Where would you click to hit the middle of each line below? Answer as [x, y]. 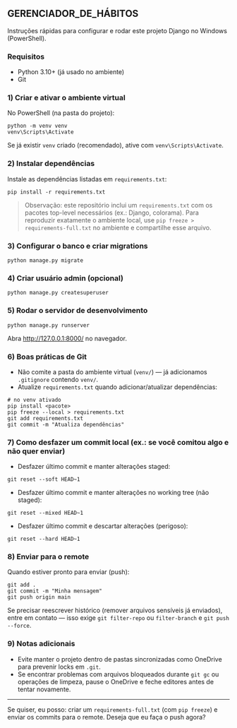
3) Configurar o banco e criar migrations [78, 246]
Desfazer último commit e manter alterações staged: [94, 467]
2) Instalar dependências [51, 164]
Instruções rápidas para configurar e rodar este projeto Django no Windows [117, 30]
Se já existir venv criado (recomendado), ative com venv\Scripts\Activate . [116, 145]
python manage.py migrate [45, 261]
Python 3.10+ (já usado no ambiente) [71, 72]
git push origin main [39, 597]
